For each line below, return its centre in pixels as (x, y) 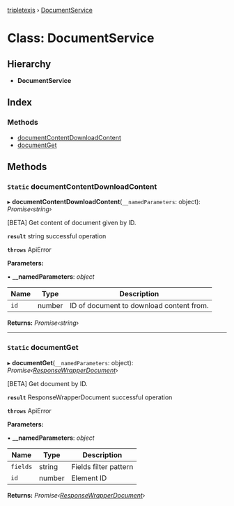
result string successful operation (57, 236)
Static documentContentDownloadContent (82, 186)
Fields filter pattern (102, 466)
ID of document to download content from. (139, 306)
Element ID (89, 478)
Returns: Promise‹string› (43, 323)
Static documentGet (43, 348)
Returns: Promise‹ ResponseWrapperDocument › (76, 495)
